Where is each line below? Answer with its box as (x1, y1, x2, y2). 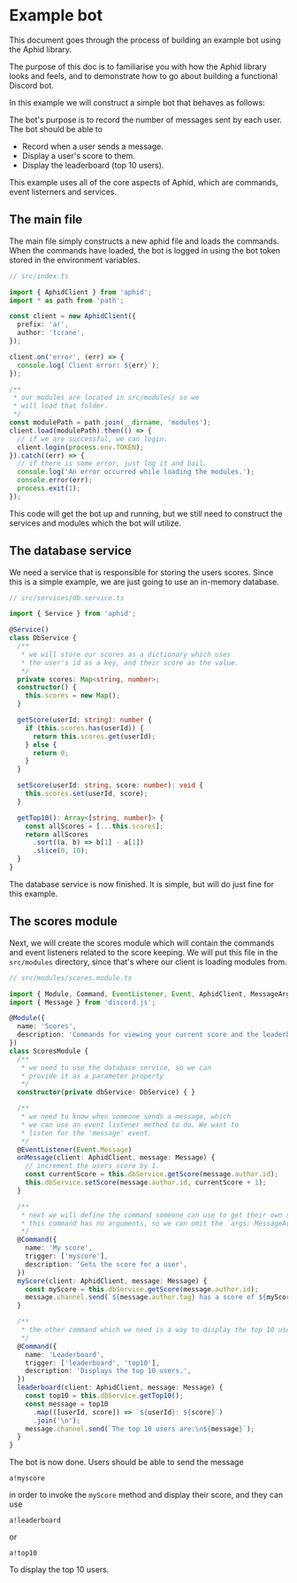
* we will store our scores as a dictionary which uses (20, 650, 232, 659)
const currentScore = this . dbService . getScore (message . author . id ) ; (25, 1170, 278, 1179)
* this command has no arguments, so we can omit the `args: (20, 1219, 251, 1228)
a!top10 (9, 1548, 38, 1558)
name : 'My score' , (25, 1244, 93, 1252)
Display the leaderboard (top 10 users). (21, 160, 164, 170)
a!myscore (9, 1474, 46, 1483)
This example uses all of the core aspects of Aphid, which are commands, (9, 176, 278, 187)
